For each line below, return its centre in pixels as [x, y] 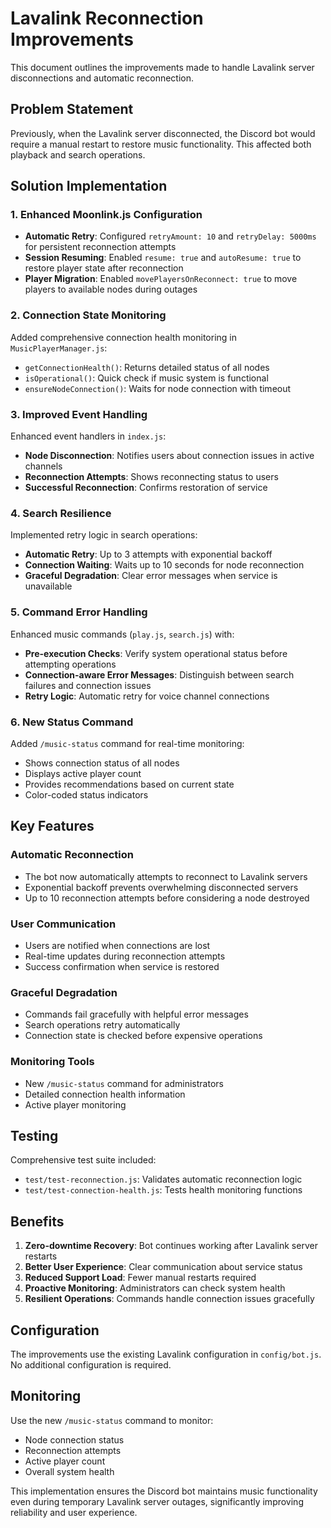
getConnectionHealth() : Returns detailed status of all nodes [147, 367]
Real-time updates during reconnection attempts [125, 956]
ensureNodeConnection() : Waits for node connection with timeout [158, 388]
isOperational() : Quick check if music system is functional [146, 378]
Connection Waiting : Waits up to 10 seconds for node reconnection [164, 565]
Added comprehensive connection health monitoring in [124, 337]
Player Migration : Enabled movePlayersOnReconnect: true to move [161, 279]
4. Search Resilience [61, 513]
